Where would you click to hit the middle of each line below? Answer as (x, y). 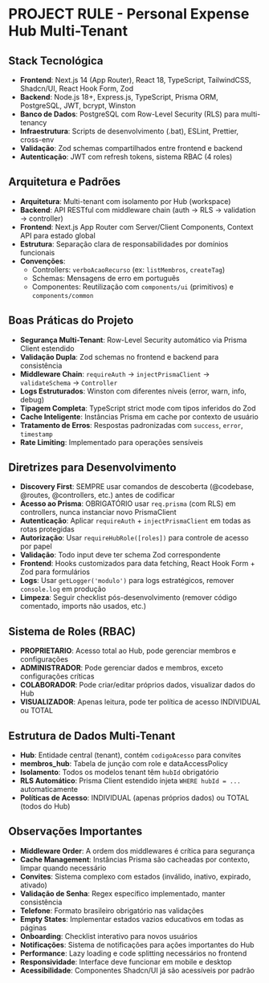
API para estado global (58, 235)
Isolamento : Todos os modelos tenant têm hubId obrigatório (119, 773)
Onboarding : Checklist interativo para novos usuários (109, 936)
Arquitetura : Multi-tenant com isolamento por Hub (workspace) (125, 201)
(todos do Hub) (45, 806)
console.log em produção (63, 589)
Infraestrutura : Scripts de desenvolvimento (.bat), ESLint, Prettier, (129, 131)
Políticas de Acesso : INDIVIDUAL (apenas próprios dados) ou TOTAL (134, 798)
